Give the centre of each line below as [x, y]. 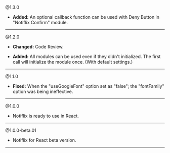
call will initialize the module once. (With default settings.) [73, 62]
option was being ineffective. [43, 91]
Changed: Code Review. [38, 47]
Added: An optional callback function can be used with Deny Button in [86, 17]
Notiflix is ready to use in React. [46, 116]
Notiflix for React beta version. [44, 140]
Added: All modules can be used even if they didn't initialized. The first [87, 57]
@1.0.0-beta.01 [21, 130]
